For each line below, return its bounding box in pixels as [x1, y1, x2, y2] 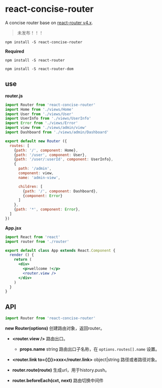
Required [5, 48, 25, 54]
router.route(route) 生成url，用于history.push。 [12, 367, 110, 373]
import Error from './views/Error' [5, 120, 78, 126]
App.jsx [5, 225, 22, 231]
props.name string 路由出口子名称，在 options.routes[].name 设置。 [19, 346, 160, 352]
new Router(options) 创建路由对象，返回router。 [5, 325, 105, 331]
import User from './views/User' [5, 112, 74, 117]
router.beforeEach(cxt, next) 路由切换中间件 [12, 377, 104, 383]
